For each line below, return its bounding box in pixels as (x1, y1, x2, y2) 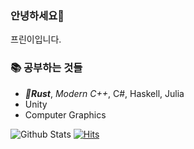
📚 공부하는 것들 (10, 61, 83, 75)
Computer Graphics (24, 108, 107, 121)
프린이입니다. (10, 33, 62, 46)
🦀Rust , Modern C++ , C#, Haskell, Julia (24, 87, 185, 99)
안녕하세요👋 (10, 8, 65, 22)
